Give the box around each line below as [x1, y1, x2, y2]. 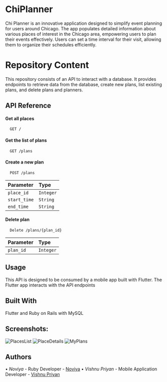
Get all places [5, 115, 34, 122]
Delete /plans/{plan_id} [10, 228, 62, 233]
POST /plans [10, 170, 35, 175]
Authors [5, 352, 32, 361]
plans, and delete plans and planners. [5, 87, 83, 93]
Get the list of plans [5, 137, 47, 143]
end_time [8, 203, 29, 209]
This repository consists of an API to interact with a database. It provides [5, 76, 156, 82]
